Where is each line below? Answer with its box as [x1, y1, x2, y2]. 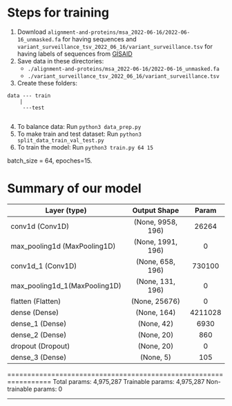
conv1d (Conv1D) [10, 221, 70, 231]
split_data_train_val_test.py [17, 136, 105, 144]
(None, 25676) [130, 296, 181, 306]
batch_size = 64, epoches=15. [7, 156, 93, 165]
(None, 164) [135, 307, 176, 317]
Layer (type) [45, 205, 88, 215]
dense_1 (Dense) [10, 318, 67, 328]
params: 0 [33, 385, 63, 393]
